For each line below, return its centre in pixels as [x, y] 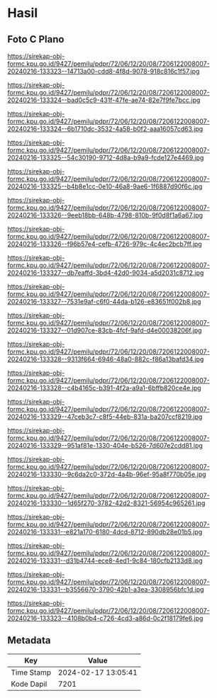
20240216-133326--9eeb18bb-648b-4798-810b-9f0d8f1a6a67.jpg [105, 215]
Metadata [29, 640]
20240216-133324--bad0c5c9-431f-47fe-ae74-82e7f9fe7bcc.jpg [104, 100]
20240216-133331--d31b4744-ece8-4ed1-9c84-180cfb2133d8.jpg [105, 561]
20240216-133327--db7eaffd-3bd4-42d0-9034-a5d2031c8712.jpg [106, 273]
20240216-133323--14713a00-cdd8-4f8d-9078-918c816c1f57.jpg [104, 71]
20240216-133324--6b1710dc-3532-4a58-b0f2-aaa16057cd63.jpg [105, 129]
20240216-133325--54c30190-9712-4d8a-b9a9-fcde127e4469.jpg [106, 158]
